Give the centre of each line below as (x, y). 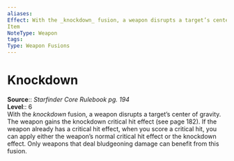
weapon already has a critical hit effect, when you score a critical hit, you (112, 128)
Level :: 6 (20, 107)
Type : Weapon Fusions (39, 46)
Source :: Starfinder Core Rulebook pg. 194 (69, 99)
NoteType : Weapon (32, 33)
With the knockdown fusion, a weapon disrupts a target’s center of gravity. (114, 114)
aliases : (20, 14)
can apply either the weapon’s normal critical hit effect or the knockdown (112, 136)
